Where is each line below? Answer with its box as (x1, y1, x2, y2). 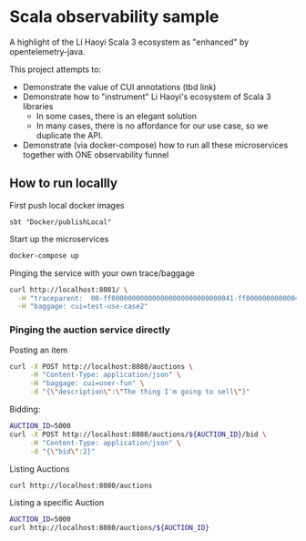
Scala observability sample (9, 6, 219, 27)
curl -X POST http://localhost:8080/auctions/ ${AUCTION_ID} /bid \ (9, 430, 267, 439)
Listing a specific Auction (9, 497, 105, 508)
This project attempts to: (9, 64, 102, 75)
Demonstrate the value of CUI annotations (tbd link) (22, 81, 217, 92)
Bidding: (9, 403, 41, 415)
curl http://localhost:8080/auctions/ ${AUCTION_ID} (9, 524, 209, 533)
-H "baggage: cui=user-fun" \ (29, 379, 145, 388)
